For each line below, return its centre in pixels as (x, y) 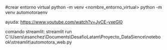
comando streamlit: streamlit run (39, 31)
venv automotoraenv (26, 12)
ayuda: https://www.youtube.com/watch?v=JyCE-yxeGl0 (64, 22)
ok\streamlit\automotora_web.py (38, 42)
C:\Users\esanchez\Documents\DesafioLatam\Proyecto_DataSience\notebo (83, 37)
